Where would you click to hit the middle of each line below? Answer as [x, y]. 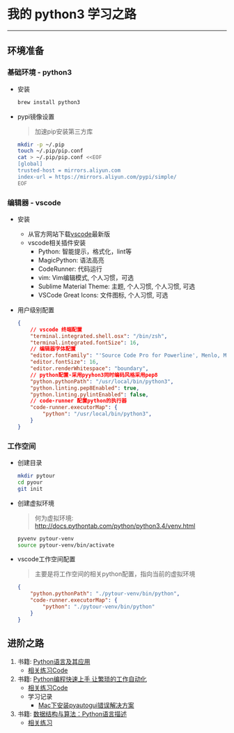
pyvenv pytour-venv [46, 538]
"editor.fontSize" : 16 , [64, 362]
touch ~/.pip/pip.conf [50, 151]
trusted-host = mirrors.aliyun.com [69, 170]
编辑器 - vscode [34, 202]
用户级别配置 [36, 310]
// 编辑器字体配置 [53, 349]
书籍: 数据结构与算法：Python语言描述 [72, 713]
